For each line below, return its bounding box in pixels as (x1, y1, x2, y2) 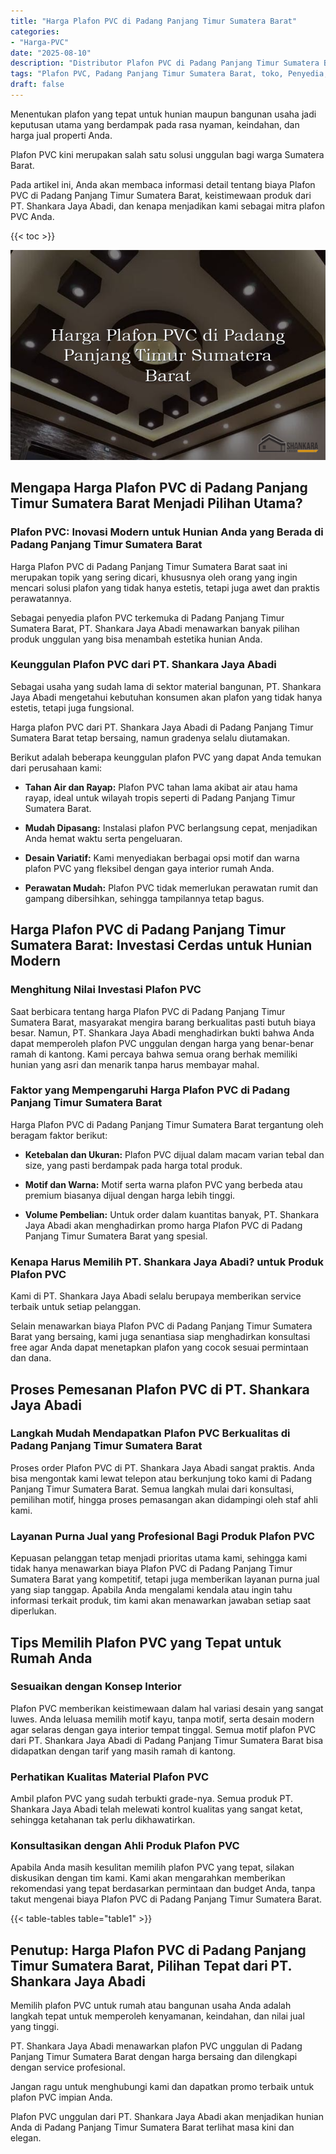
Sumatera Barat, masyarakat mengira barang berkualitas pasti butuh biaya (10, 1016, 317, 1028)
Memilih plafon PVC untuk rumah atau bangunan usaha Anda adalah (10, 2000, 292, 2012)
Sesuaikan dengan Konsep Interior (10, 1680, 182, 1694)
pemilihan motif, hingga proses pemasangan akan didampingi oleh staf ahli (10, 1493, 318, 1505)
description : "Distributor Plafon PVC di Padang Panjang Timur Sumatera (10, 58, 320, 69)
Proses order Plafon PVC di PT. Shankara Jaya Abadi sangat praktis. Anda (10, 1461, 315, 1474)
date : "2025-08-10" (10, 48, 92, 58)
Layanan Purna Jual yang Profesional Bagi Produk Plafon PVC (10, 1529, 315, 1543)
